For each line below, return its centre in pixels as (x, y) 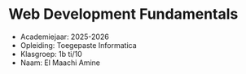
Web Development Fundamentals (123, 14)
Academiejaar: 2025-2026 (65, 37)
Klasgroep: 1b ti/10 (51, 54)
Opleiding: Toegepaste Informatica (78, 45)
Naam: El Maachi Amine (60, 63)
